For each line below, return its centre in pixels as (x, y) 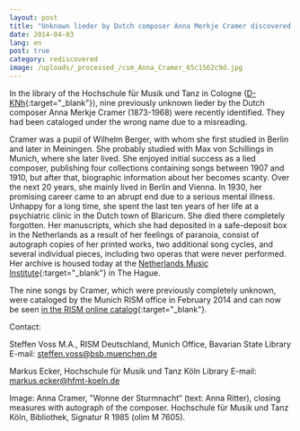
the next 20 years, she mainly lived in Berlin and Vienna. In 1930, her (136, 187)
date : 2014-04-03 (42, 34)
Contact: (26, 326)
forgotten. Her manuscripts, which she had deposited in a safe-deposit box (148, 224)
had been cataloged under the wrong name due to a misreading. (128, 121)
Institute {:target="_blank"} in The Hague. (85, 273)
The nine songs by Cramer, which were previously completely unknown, (143, 290)
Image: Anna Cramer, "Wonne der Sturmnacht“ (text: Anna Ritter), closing (145, 398)
